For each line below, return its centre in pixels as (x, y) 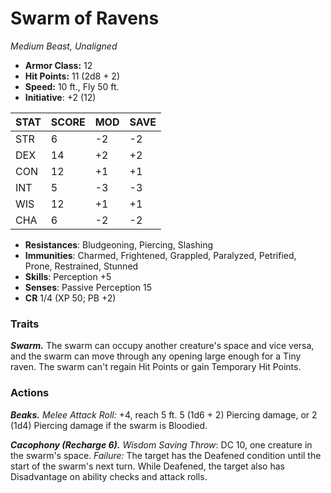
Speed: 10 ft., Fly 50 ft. (72, 86)
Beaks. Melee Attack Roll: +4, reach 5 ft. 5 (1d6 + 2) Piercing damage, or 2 (164, 414)
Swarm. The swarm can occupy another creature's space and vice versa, (162, 346)
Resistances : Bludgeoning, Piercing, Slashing (118, 244)
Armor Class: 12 (58, 65)
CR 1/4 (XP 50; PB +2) (70, 298)
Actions (30, 393)
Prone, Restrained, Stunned (81, 266)
